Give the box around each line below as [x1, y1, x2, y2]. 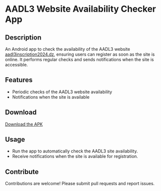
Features [5, 76, 33, 84]
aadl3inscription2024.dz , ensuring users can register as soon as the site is [5, 51, 155, 57]
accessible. [5, 62, 28, 67]
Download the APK [5, 121, 43, 127]
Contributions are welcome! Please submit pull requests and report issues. [5, 181, 155, 187]
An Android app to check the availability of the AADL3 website [5, 46, 130, 52]
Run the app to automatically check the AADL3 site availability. [12, 148, 138, 154]
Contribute [5, 168, 39, 176]
